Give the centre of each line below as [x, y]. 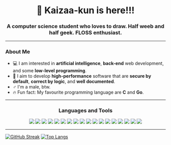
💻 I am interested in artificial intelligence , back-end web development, [88, 63]
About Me [18, 52]
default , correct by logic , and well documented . [64, 81]
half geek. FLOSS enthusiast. [85, 33]
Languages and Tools [85, 110]
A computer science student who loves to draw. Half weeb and [85, 26]
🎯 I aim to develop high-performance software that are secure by [82, 76]
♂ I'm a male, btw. [32, 86]
